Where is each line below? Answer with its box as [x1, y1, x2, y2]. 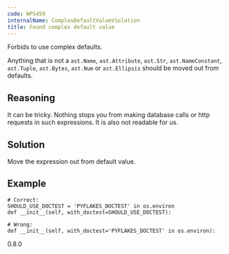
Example [7, 178, 47, 190]
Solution [7, 138, 45, 150]
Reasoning [7, 92, 56, 104]
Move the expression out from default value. [7, 157, 136, 166]
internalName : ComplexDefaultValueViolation [7, 17, 140, 24]
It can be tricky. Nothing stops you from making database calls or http [7, 111, 210, 119]
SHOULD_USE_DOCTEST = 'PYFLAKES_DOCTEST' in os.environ [7, 202, 175, 210]
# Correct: [7, 196, 39, 203]
